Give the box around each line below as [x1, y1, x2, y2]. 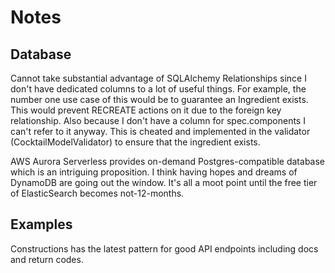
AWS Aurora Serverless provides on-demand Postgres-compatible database [10, 156, 326, 167]
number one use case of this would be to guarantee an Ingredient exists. [10, 94, 309, 105]
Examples [10, 216, 73, 233]
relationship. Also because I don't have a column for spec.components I [10, 115, 306, 126]
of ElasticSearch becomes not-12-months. [10, 187, 185, 199]
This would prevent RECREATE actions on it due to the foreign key [10, 104, 282, 116]
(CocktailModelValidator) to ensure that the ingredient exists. [10, 136, 261, 148]
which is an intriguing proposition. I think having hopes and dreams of [10, 166, 298, 178]
